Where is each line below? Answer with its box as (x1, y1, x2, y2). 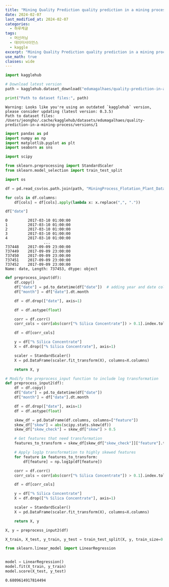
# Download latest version (5, 82, 62, 87)
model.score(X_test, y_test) (5, 569, 66, 574)
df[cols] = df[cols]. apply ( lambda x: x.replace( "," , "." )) (14, 200, 141, 205)
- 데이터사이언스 (10, 40, 39, 45)
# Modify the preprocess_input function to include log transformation (5, 376, 158, 381)
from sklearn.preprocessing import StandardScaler (5, 163, 114, 169)
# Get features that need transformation (14, 436, 102, 441)
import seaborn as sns (5, 145, 53, 150)
